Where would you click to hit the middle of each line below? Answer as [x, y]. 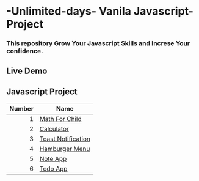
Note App [53, 159]
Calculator [54, 129]
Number [21, 109]
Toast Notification [65, 139]
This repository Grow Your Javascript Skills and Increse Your [98, 43]
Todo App [53, 169]
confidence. [25, 51]
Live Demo [27, 71]
